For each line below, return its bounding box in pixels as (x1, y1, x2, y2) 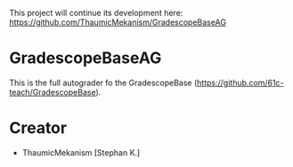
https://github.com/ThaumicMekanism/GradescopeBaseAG (9, 17, 227, 28)
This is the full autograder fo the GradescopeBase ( (9, 77, 198, 88)
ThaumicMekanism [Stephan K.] (21, 147, 141, 158)
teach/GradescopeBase (9, 86, 96, 97)
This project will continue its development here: (9, 8, 183, 18)
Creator (9, 118, 68, 139)
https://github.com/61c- (197, 77, 284, 88)
